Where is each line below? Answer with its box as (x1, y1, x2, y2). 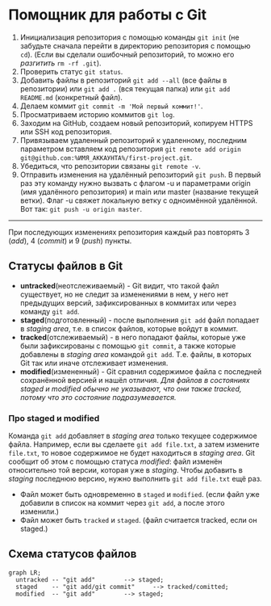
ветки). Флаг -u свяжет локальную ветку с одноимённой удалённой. (19, 196, 258, 205)
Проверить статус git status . (19, 66, 123, 76)
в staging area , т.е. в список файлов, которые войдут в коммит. (19, 323, 239, 333)
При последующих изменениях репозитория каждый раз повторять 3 (8, 227, 250, 237)
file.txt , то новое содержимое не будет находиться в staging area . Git (8, 448, 256, 458)
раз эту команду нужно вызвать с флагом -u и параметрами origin (19, 178, 252, 187)
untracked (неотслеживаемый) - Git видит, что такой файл (19, 280, 219, 290)
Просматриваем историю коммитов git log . (19, 109, 175, 119)
